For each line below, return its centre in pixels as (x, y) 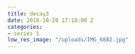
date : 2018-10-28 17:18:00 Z (50, 20)
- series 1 (23, 33)
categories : (25, 27)
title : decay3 (28, 14)
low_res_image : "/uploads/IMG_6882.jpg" (68, 40)
